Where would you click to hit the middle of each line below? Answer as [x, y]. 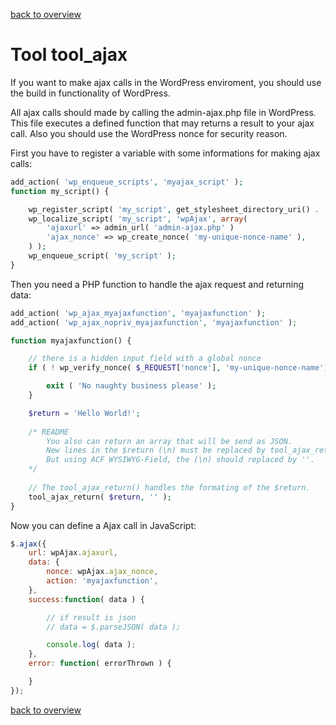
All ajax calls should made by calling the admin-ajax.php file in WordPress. [163, 112]
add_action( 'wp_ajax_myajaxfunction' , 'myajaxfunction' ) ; [138, 313]
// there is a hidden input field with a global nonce [145, 359]
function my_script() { [60, 191]
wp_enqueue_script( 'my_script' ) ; [102, 256]
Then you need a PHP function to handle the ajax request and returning [157, 284]
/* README [49, 432]
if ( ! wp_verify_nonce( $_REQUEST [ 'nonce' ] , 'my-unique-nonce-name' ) [178, 368]
